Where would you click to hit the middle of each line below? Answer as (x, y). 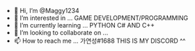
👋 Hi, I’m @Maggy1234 (46, 11)
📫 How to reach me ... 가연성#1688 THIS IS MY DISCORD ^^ (100, 41)
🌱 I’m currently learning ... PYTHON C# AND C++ (84, 25)
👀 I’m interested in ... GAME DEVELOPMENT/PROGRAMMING (101, 18)
